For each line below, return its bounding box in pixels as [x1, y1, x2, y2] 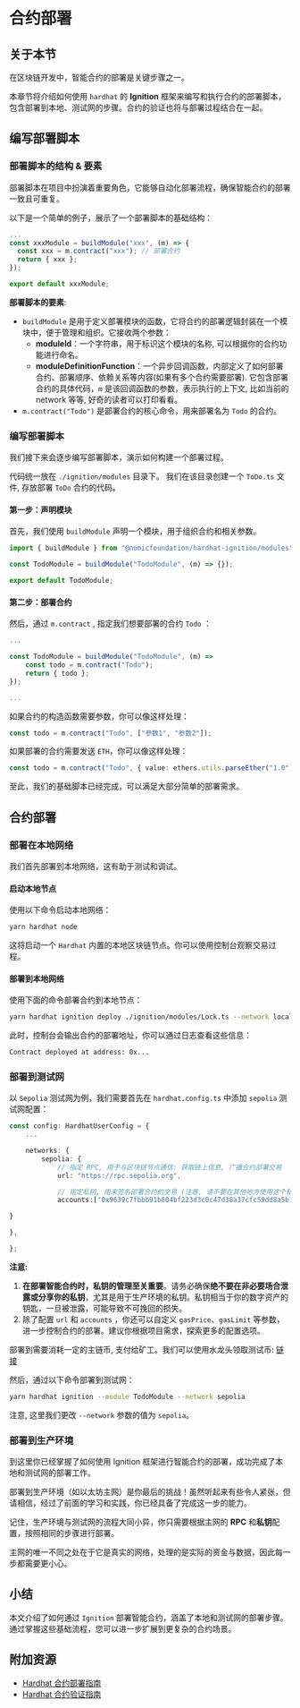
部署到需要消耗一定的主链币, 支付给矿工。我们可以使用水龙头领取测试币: [9, 1344, 275, 1354]
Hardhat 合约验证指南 [21, 1688, 102, 1699]
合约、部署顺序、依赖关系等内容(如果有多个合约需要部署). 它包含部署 [35, 371, 288, 382]
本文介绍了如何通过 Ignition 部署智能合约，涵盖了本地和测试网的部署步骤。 [9, 1612, 288, 1623]
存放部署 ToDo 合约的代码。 [21, 483, 121, 493]
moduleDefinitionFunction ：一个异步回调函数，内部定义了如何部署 [35, 360, 284, 371]
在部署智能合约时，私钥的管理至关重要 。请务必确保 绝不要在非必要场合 [21, 1280, 281, 1291]
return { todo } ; [25, 669, 90, 678]
